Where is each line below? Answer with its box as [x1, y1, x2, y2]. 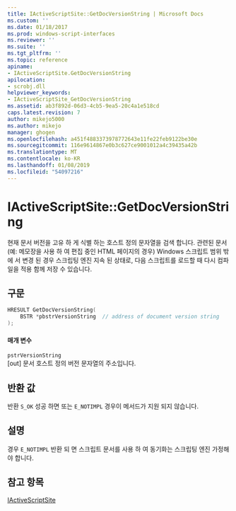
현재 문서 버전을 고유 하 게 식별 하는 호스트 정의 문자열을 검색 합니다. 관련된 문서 [7, 238, 228, 246]
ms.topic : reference [7, 57, 69, 64]
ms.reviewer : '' [7, 37, 55, 44]
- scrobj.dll [7, 83, 46, 90]
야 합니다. [7, 454, 34, 462]
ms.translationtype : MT [7, 149, 78, 156]
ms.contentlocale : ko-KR [7, 155, 81, 163]
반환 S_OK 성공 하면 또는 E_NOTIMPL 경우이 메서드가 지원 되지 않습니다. [7, 402, 199, 410]
